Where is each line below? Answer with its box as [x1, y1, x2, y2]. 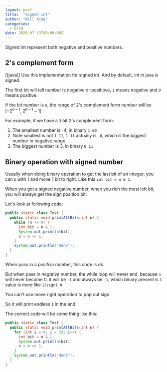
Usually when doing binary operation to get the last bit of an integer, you [5, 171, 154, 177]
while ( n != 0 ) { [14, 220, 50, 225]
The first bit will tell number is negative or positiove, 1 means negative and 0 [5, 87, 161, 93]
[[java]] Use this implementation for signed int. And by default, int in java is [5, 72, 159, 78]
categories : [5, 21, 30, 26]
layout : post [5, 7, 32, 12]
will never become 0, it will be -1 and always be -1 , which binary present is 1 [5, 277, 162, 283]
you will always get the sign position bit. [5, 191, 87, 197]
